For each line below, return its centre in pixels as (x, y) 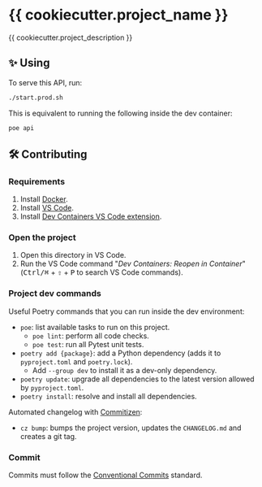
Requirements (37, 181)
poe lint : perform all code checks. (91, 336)
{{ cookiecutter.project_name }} (118, 15)
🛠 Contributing (48, 154)
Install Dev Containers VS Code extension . (91, 216)
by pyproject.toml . (52, 387)
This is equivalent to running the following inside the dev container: (120, 113)
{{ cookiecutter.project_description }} (71, 37)
